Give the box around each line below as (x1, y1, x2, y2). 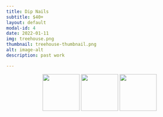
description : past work (6, 52, 65, 58)
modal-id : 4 (6, 25, 36, 31)
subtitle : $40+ (6, 14, 44, 20)
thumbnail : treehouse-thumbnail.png (6, 42, 97, 48)
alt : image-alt (6, 47, 44, 53)
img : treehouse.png (6, 36, 55, 42)
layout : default (6, 19, 46, 25)
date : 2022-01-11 (6, 31, 49, 36)
